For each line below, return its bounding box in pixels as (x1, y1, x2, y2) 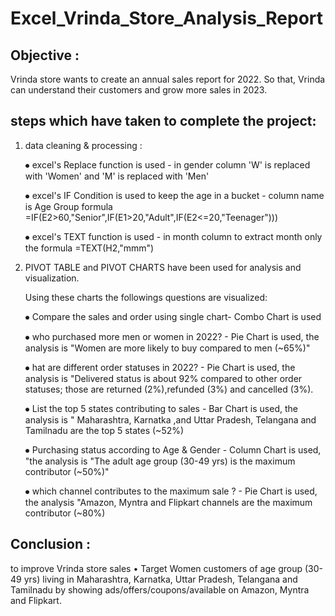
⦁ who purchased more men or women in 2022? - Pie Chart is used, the (24, 330, 320, 342)
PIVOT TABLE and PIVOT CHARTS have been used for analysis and (24, 261, 302, 273)
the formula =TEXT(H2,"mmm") (24, 242, 155, 254)
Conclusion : (10, 536, 91, 553)
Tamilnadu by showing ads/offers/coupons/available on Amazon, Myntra (10, 583, 310, 596)
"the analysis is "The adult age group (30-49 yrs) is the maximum (24, 455, 296, 467)
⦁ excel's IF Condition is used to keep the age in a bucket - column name (24, 189, 325, 201)
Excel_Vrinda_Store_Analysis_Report (10, 7, 324, 30)
